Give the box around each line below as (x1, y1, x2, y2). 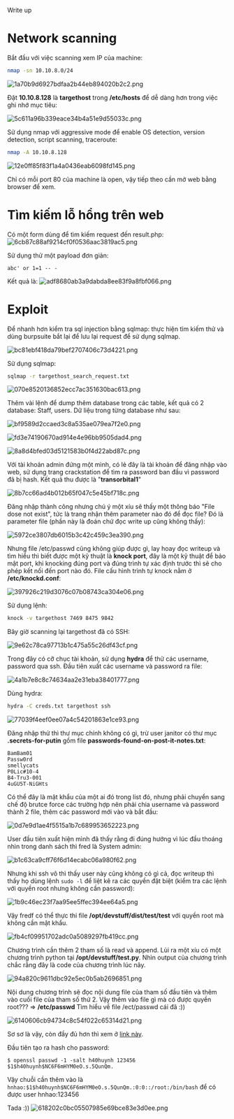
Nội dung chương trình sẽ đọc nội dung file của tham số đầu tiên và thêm (7, 988, 218, 997)
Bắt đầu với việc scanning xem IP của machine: (7, 53, 143, 62)
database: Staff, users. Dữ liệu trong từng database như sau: (7, 406, 181, 415)
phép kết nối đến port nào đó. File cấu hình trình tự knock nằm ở (7, 567, 192, 575)
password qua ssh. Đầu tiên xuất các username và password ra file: (7, 662, 203, 670)
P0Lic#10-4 (7, 768, 39, 775)
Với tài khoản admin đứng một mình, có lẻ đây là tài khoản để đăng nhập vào (7, 460, 228, 469)
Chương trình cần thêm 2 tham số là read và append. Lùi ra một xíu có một (7, 946, 221, 955)
